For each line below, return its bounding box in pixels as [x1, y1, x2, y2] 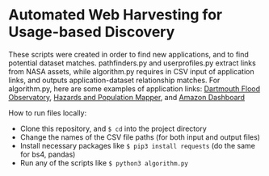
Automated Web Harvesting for [8, 6, 223, 24]
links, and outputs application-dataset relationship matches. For [8, 75, 221, 85]
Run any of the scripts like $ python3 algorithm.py [19, 157, 188, 167]
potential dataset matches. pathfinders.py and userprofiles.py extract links [8, 58, 256, 68]
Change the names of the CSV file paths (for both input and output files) [19, 132, 261, 142]
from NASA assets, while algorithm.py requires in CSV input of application [8, 66, 254, 76]
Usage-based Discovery [8, 23, 175, 41]
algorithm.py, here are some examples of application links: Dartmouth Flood [8, 83, 261, 94]
